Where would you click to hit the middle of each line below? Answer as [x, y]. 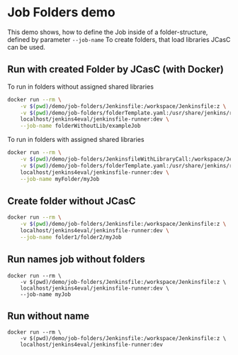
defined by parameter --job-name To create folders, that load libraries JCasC [119, 39]
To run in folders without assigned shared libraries [81, 87]
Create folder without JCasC [72, 201]
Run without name [49, 316]
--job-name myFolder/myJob [60, 179]
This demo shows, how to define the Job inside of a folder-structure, [108, 32]
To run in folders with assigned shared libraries [76, 140]
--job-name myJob [46, 294]
